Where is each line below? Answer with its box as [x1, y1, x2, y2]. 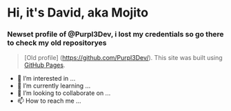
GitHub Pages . [23, 61, 66, 70]
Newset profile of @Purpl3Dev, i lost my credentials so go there [7, 30, 224, 39]
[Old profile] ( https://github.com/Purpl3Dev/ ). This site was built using [23, 54, 223, 62]
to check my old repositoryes [7, 38, 107, 48]
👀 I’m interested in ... [17, 74, 76, 83]
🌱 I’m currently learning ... [17, 81, 91, 90]
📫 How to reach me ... [17, 97, 81, 105]
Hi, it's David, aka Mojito [7, 5, 149, 21]
